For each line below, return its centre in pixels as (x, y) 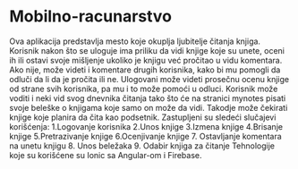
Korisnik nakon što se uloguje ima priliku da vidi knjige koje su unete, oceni (147, 50)
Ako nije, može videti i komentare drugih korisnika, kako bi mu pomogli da (145, 70)
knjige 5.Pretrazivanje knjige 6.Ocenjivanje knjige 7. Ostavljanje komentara (145, 136)
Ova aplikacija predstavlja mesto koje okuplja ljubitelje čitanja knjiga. (135, 41)
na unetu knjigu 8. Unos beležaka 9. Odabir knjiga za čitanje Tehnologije (142, 146)
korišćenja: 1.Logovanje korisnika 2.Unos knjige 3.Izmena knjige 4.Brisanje (146, 126)
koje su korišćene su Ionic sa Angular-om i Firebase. (106, 155)
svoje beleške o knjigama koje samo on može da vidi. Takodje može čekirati (149, 107)
